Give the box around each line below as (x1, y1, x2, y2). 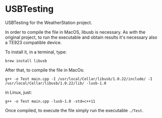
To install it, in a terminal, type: (5, 49, 67, 55)
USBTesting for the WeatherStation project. (5, 20, 92, 25)
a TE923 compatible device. (5, 39, 62, 45)
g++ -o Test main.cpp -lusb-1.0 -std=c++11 (5, 99, 96, 104)
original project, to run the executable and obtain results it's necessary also (5, 34, 158, 40)
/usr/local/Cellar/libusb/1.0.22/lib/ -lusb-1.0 (5, 81, 107, 86)
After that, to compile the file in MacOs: (5, 67, 84, 73)
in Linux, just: (5, 89, 32, 95)
